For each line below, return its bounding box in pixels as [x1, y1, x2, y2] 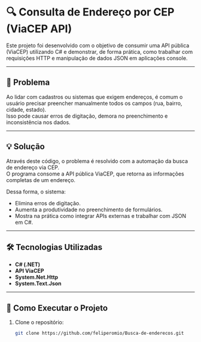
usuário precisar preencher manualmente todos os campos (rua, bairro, [6, 100, 182, 107]
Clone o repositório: [14, 319, 64, 326]
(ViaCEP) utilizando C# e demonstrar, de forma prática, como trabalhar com [6, 48, 193, 55]
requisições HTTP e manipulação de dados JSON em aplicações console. [6, 54, 188, 61]
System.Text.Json [14, 280, 62, 287]
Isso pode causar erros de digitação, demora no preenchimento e [6, 112, 168, 119]
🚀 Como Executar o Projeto [6, 303, 108, 313]
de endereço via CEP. [6, 164, 60, 171]
